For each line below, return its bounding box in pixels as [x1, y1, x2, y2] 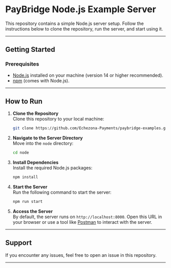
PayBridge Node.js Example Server [5, 4, 156, 15]
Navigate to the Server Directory [12, 135, 83, 141]
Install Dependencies [12, 159, 59, 166]
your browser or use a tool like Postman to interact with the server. [12, 219, 153, 225]
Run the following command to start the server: [12, 189, 112, 195]
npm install [12, 174, 38, 180]
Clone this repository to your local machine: [12, 116, 104, 122]
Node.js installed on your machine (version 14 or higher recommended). [12, 72, 164, 78]
